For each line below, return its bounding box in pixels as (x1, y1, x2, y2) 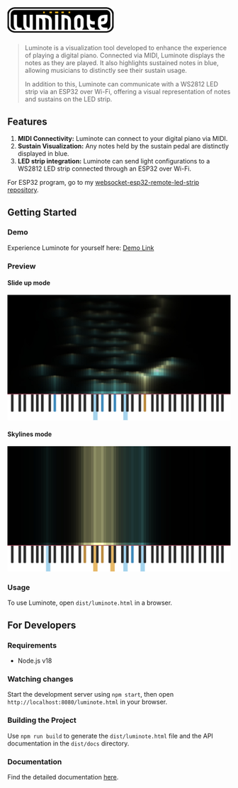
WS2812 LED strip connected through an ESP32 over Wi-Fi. (17, 164, 192, 173)
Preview (7, 261, 36, 271)
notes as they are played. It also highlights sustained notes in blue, (24, 59, 219, 67)
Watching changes (7, 674, 74, 684)
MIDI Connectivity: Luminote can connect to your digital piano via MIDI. (17, 135, 228, 143)
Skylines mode (7, 430, 52, 438)
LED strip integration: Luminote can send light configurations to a (17, 157, 210, 166)
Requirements (7, 640, 57, 650)
